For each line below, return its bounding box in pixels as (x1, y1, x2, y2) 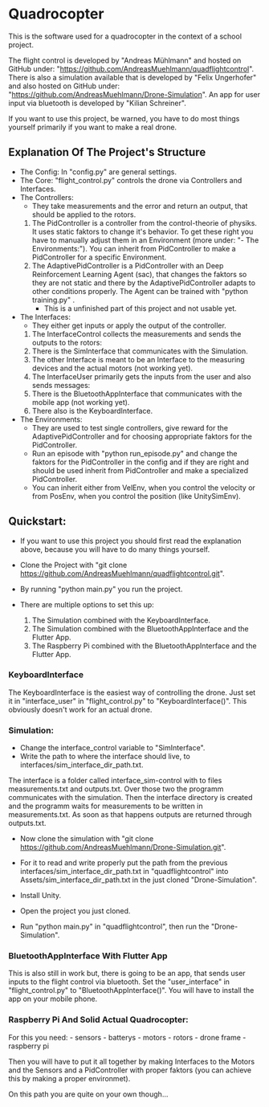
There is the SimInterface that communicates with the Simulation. (31, 346, 249, 356)
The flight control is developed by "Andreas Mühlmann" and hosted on (8, 55, 242, 65)
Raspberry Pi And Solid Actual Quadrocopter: (8, 1014, 189, 1025)
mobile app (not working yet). (31, 397, 130, 406)
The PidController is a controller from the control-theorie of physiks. (31, 218, 257, 227)
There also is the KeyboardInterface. (31, 406, 153, 415)
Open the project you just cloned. (19, 906, 131, 916)
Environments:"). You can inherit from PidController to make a (31, 243, 236, 253)
